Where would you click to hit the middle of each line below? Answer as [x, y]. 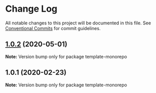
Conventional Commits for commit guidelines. [53, 28]
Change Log [31, 9]
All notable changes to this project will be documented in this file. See [78, 23]
